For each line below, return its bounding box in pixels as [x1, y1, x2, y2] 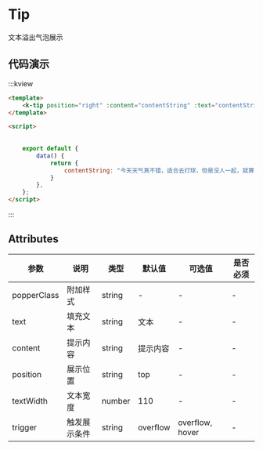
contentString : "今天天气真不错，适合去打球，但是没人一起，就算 [63, 166, 254, 174]
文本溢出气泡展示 [8, 32, 63, 42]
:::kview [8, 78, 34, 88]
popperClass [12, 289, 59, 300]
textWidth [12, 395, 49, 406]
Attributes [8, 233, 59, 246]
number [101, 395, 131, 406]
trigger [12, 422, 38, 433]
